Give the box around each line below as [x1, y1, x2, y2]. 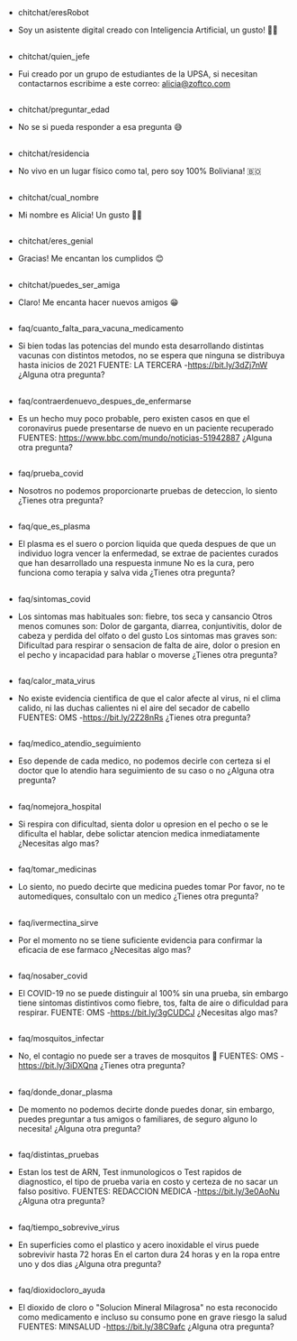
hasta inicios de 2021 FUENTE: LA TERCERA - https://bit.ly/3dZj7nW [17, 360, 268, 371]
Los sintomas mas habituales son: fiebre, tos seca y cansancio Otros [17, 611, 273, 622]
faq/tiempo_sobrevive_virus [17, 1222, 120, 1233]
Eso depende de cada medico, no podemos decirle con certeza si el [17, 755, 271, 766]
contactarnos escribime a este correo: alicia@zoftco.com [17, 78, 231, 88]
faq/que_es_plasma [17, 521, 91, 532]
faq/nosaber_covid [17, 970, 88, 982]
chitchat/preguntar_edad [17, 104, 110, 116]
